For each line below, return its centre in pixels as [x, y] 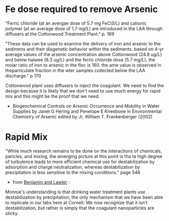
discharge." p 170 [23, 76]
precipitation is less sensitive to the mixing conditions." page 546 [73, 172]
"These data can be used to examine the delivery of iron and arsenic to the [83, 43]
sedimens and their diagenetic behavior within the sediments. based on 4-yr [84, 49]
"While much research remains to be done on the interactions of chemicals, [84, 151]
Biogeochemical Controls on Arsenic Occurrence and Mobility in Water [86, 106]
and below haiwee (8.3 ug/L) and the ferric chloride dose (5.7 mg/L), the [80, 59]
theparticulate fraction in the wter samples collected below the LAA [75, 70]
